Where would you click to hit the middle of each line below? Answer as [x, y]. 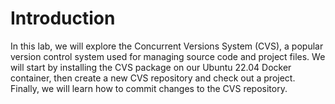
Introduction [63, 18]
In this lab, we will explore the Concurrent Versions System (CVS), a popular [167, 46]
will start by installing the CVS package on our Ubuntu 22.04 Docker [151, 67]
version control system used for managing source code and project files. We [168, 56]
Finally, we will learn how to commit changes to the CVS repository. [149, 88]
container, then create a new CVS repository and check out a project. [153, 78]
